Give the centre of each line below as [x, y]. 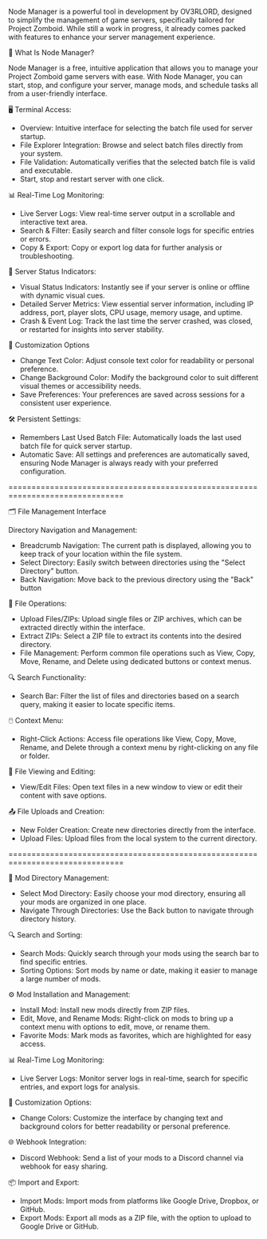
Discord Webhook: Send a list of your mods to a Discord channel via [132, 1158]
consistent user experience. [65, 403]
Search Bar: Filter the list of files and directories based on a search [129, 696]
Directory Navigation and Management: [73, 530]
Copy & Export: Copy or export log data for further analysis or [121, 248]
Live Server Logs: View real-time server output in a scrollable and [127, 214]
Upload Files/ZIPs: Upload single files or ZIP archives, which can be [131, 619]
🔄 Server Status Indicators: [52, 272]
